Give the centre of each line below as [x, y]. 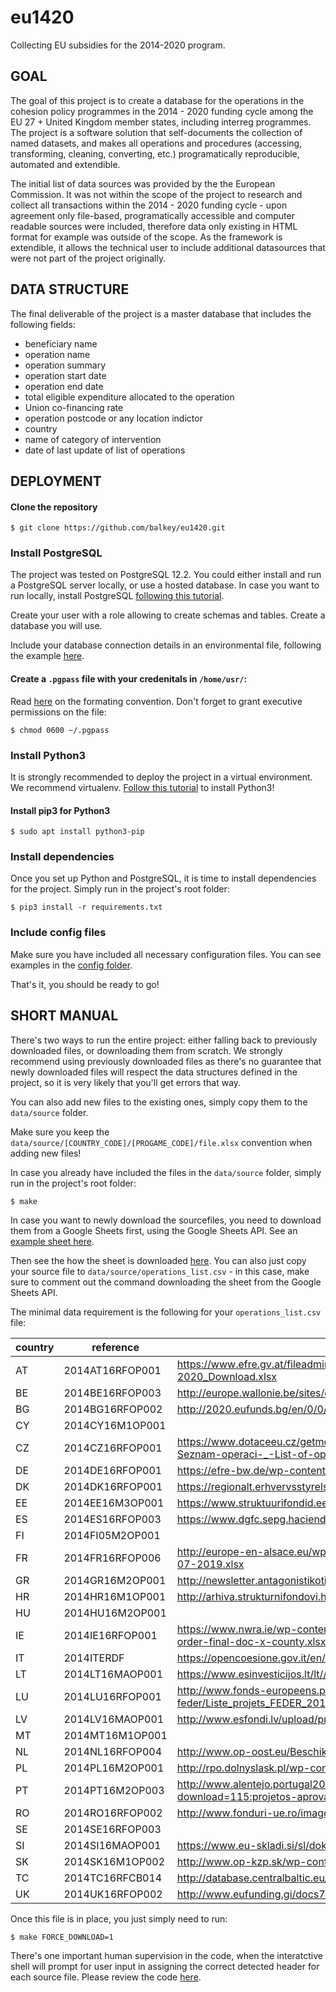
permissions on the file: [58, 712]
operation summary [65, 365]
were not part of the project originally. [88, 258]
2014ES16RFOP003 [112, 1519]
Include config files [58, 933]
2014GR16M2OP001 [115, 1580]
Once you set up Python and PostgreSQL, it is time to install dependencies [163, 878]
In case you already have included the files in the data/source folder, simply [166, 1172]
